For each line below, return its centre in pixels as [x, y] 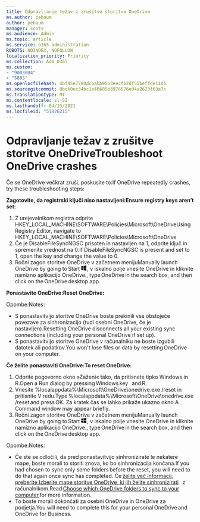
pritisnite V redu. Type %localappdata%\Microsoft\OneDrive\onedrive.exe [104, 396]
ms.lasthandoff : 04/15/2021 [41, 106]
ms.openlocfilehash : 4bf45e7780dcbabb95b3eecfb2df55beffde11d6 [86, 84]
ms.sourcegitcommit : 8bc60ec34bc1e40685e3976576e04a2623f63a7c [86, 89]
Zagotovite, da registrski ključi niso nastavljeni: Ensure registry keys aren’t [100, 201]
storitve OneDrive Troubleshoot [85, 153]
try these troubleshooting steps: [46, 189]
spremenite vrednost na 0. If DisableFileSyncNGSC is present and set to [102, 250]
